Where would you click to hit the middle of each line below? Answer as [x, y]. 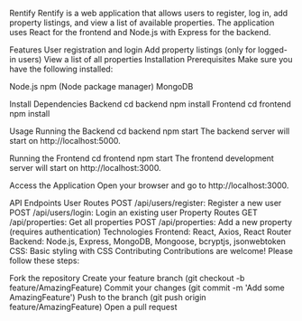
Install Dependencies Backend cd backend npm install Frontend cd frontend [150, 104]
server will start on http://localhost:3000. [85, 168]
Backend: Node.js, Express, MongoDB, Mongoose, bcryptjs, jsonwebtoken [148, 241]
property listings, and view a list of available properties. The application [142, 23]
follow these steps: [44, 260]
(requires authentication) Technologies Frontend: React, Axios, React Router [151, 231]
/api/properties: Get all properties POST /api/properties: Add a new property [151, 222]
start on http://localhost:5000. [65, 141]
